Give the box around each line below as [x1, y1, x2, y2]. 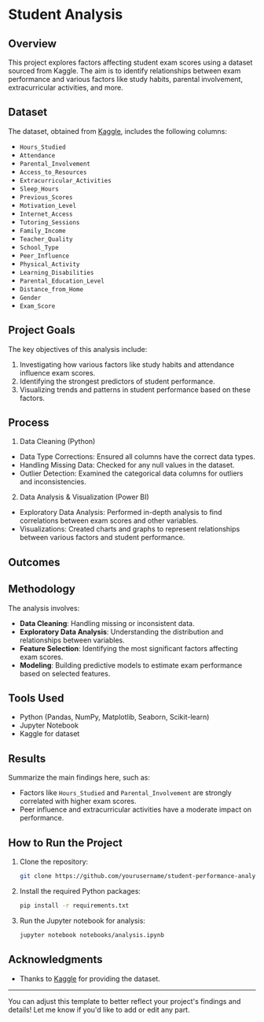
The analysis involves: [8, 603, 80, 613]
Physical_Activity [19, 260, 80, 268]
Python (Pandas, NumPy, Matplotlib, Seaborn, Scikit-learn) [19, 713, 210, 722]
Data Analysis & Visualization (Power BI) [19, 492, 149, 502]
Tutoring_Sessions [19, 218, 80, 226]
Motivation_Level [19, 202, 77, 209]
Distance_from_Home [19, 285, 84, 293]
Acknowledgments [8, 953, 104, 966]
